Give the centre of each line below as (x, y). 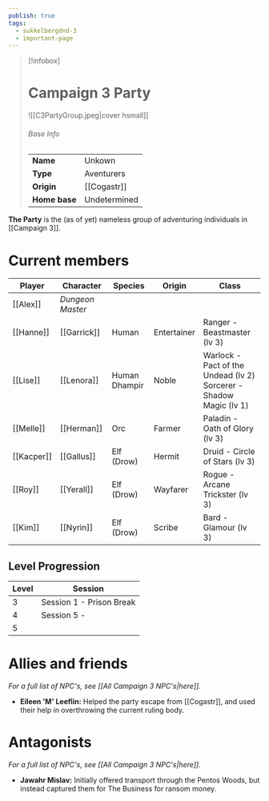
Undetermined (111, 199)
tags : (17, 23)
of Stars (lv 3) (229, 461)
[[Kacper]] (32, 457)
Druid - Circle (229, 452)
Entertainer (175, 332)
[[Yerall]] (76, 489)
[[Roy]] (26, 489)
